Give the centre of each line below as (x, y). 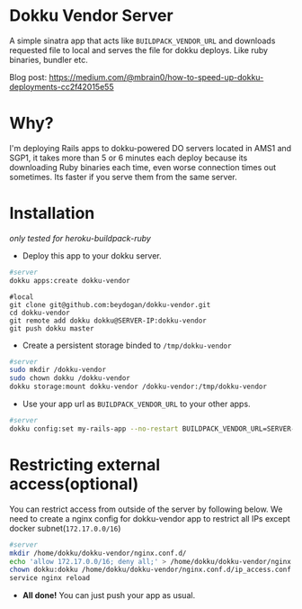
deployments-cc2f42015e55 (62, 86)
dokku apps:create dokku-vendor (70, 280)
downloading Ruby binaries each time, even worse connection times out (143, 167)
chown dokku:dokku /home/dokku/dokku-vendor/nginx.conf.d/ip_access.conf (151, 570)
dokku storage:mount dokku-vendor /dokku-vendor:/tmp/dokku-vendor (138, 387)
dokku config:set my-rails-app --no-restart (94, 429)
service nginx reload (50, 578)
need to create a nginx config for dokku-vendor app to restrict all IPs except (150, 518)
